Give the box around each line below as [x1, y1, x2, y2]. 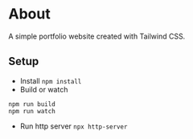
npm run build [8, 100, 56, 108]
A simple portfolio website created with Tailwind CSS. [8, 31, 186, 41]
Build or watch [19, 84, 68, 94]
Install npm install [19, 76, 82, 85]
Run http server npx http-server [19, 121, 128, 131]
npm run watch [8, 107, 56, 115]
